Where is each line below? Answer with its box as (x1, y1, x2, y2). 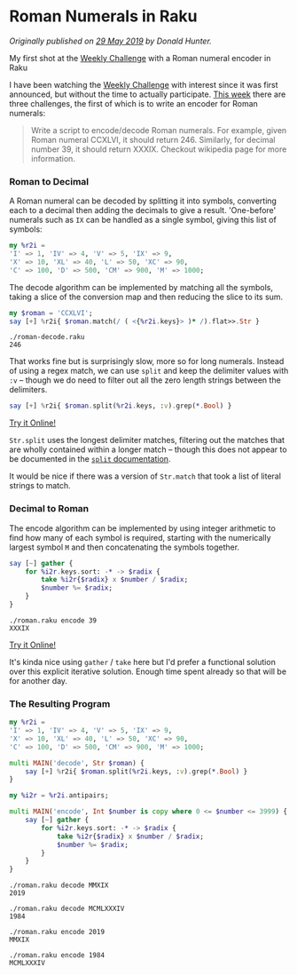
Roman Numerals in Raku (9, 6, 198, 27)
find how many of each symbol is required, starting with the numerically (9, 532, 272, 543)
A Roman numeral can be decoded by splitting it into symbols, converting (9, 195, 277, 206)
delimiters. (9, 384, 48, 395)
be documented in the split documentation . (9, 454, 171, 464)
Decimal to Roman (9, 503, 90, 515)
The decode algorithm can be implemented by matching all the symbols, (9, 281, 273, 292)
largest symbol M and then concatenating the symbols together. (9, 542, 240, 552)
